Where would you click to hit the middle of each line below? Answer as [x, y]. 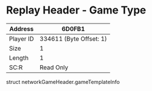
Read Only [54, 67]
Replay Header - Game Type [76, 10]
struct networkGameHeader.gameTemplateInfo [63, 82]
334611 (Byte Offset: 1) [73, 39]
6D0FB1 [73, 29]
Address [22, 29]
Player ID [22, 39]
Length [19, 58]
